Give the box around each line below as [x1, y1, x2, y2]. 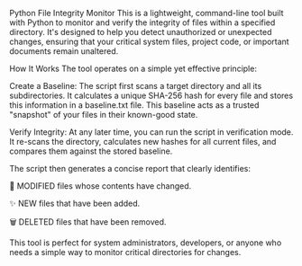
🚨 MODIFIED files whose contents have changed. [9, 181, 192, 191]
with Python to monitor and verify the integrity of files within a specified [9, 17, 276, 28]
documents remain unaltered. [9, 46, 119, 57]
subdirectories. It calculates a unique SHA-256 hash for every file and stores [9, 90, 294, 101]
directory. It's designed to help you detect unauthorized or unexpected [9, 27, 272, 37]
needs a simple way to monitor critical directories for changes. [9, 247, 242, 257]
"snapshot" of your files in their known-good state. [9, 110, 198, 120]
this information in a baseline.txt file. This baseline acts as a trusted [9, 100, 260, 111]
